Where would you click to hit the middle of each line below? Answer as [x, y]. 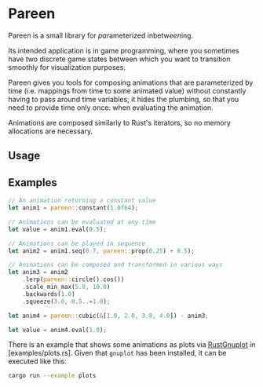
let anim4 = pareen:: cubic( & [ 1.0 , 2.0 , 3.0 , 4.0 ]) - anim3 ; [109, 316]
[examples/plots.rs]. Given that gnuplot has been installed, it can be [117, 353]
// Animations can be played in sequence [77, 243]
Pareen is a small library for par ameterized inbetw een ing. [101, 35]
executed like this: [37, 361]
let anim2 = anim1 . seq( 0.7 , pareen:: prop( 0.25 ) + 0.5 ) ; [101, 251]
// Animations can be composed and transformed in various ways [115, 265]
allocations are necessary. [51, 131]
